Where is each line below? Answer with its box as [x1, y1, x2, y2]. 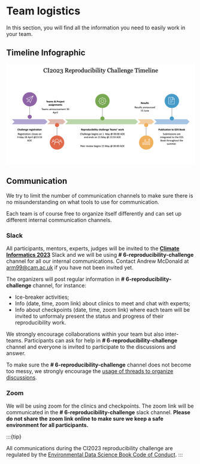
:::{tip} [6, 433, 22, 441]
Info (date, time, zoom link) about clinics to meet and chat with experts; [14, 300, 190, 307]
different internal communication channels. [6, 216, 112, 223]
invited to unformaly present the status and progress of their [14, 313, 164, 320]
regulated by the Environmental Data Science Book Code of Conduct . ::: [6, 451, 183, 459]
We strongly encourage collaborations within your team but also [6, 330, 164, 338]
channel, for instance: [32, 282, 87, 289]
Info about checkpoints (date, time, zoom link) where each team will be [14, 307, 190, 314]
